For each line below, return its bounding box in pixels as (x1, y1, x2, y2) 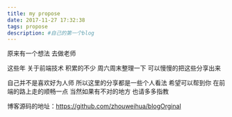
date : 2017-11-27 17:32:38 (7, 17, 85, 24)
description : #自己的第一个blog (7, 29, 95, 37)
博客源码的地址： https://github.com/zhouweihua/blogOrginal (7, 102, 182, 111)
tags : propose (7, 23, 49, 30)
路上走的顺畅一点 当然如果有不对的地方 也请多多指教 (19, 87, 169, 96)
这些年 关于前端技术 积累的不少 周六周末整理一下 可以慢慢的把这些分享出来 (7, 64, 221, 73)
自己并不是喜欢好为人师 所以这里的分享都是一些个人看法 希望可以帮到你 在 (7, 79, 219, 87)
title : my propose (7, 10, 60, 17)
